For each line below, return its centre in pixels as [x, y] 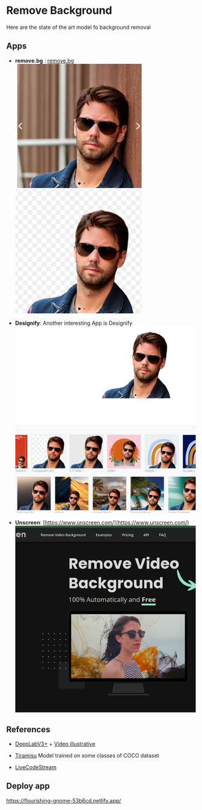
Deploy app [28, 786]
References [28, 729]
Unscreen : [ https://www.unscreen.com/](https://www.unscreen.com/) [102, 522]
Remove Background [59, 11]
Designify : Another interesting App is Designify [74, 323]
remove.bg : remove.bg [44, 60]
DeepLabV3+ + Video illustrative [55, 744]
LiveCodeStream [36, 767]
